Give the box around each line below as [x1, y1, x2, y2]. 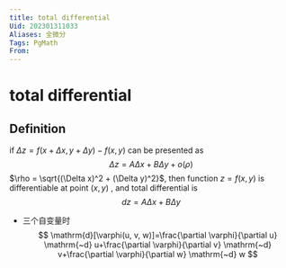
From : [9, 47, 30, 56]
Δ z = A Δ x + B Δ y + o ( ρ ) [109, 159, 193, 170]
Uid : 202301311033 [9, 22, 78, 31]
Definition [9, 121, 66, 136]
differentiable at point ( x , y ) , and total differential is [9, 183, 198, 193]
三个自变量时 [22, 215, 70, 226]
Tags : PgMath [9, 38, 58, 48]
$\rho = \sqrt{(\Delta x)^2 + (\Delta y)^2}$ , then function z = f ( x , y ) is [9, 173, 265, 184]
